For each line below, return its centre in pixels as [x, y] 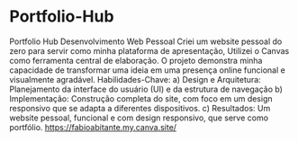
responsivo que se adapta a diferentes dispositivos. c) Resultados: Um [140, 108]
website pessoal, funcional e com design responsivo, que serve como [139, 118]
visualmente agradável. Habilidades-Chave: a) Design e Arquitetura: [135, 79]
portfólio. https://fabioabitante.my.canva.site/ [93, 127]
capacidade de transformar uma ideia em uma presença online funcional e [147, 70]
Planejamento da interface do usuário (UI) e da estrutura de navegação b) [146, 89]
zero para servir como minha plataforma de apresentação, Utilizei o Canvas [149, 50]
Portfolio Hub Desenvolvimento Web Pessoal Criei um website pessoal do [146, 41]
